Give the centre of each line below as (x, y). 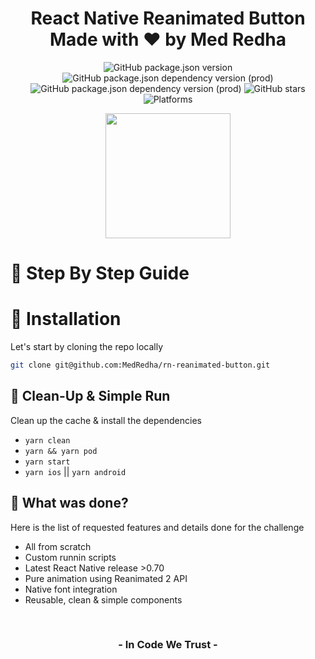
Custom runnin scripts (70, 557)
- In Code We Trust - (168, 645)
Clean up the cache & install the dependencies (106, 420)
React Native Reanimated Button (168, 18)
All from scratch (58, 546)
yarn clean (47, 440)
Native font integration (71, 589)
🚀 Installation (66, 319)
